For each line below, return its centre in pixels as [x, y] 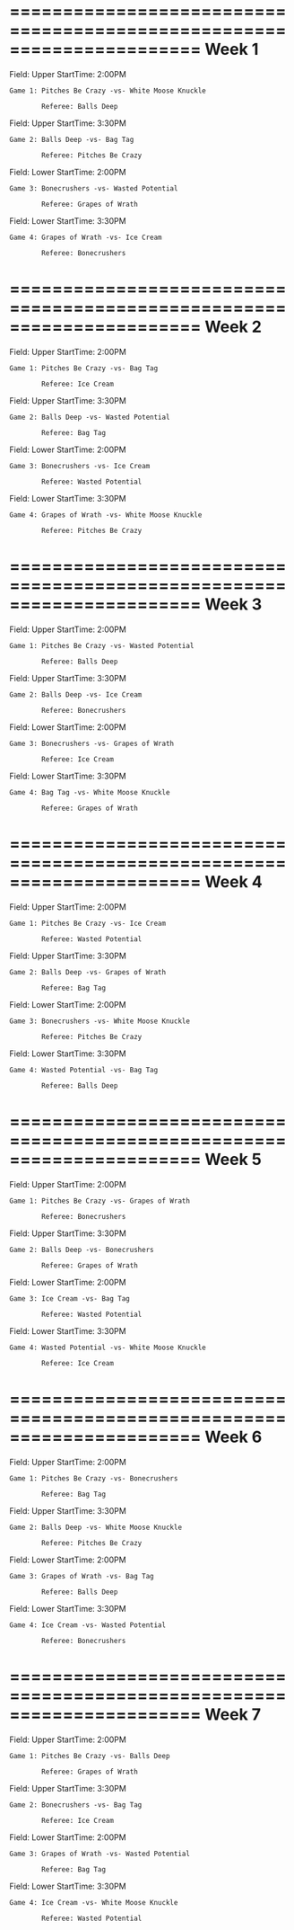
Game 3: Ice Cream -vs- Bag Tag [69, 1299]
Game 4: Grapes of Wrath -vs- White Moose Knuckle [106, 515]
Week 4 [233, 882]
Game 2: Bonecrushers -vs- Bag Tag [76, 1805]
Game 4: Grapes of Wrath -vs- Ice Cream [86, 237]
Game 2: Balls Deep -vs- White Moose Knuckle [95, 1527]
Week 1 [232, 49]
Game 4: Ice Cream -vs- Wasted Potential [88, 1625]
